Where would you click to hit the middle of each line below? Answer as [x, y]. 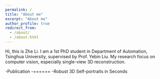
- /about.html [24, 38]
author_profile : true [28, 23]
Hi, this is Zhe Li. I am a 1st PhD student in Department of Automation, [76, 51]
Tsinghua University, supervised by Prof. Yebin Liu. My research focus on [80, 56]
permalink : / [19, 10]
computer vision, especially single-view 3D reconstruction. [65, 62]
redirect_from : [21, 28]
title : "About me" [24, 14]
